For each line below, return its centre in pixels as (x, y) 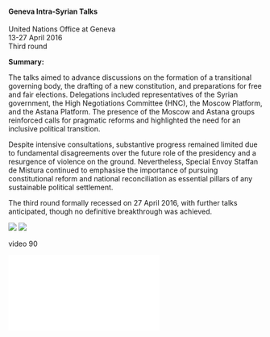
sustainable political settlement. (61, 187)
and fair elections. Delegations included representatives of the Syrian (123, 95)
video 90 (23, 244)
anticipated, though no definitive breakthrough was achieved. (110, 212)
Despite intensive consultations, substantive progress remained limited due (133, 144)
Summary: (26, 62)
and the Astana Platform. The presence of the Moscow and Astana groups (132, 112)
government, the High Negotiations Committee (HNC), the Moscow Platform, (136, 103)
